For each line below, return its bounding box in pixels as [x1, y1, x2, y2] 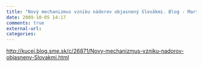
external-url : [6, 25, 42, 32]
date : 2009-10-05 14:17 [6, 14, 66, 20]
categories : [6, 31, 36, 37]
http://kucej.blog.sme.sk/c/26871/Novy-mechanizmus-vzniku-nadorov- [6, 47, 184, 54]
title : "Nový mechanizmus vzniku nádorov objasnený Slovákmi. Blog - [6, 8, 185, 15]
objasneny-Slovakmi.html [6, 54, 69, 61]
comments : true [6, 20, 45, 26]
